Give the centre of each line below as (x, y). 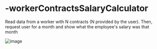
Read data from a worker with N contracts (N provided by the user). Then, (79, 22)
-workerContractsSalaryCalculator (77, 8)
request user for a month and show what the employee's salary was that (77, 26)
